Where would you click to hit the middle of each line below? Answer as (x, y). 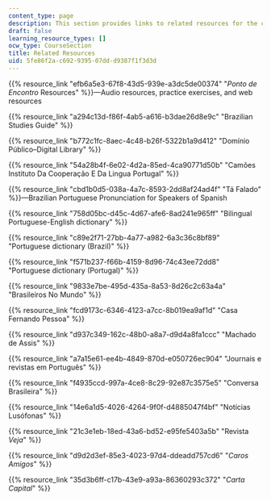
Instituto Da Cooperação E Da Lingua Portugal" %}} (94, 173)
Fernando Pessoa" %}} (47, 319)
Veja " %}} (25, 440)
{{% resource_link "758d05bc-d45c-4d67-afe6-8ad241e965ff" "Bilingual (130, 213)
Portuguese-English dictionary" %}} (68, 222)
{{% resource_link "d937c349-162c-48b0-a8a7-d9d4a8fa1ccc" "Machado (132, 334)
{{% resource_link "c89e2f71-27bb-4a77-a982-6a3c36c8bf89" (114, 237)
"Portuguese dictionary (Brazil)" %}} (69, 246)
